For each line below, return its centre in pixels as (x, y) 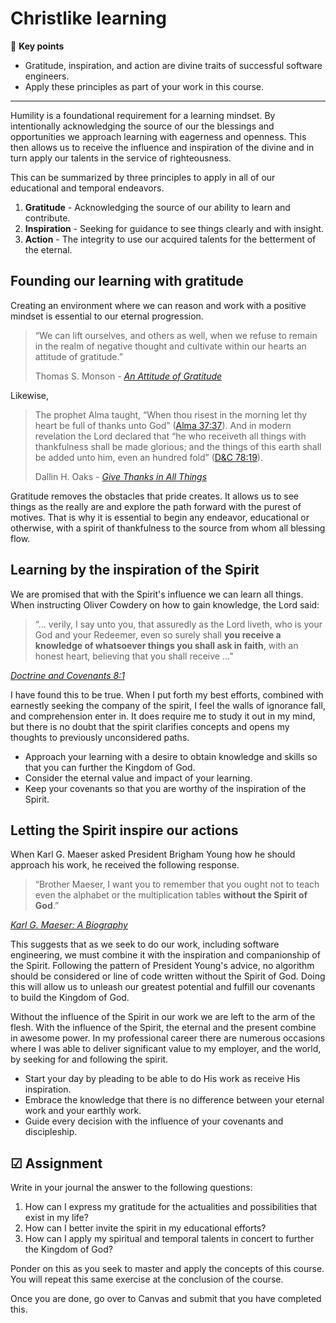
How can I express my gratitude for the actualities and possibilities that (171, 1207)
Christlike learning (88, 18)
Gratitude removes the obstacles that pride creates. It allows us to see (155, 496)
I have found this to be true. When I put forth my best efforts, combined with (167, 694)
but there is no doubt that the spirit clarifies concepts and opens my (150, 726)
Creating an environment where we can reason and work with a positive (158, 305)
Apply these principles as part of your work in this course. (144, 86)
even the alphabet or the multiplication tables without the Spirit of (171, 895)
